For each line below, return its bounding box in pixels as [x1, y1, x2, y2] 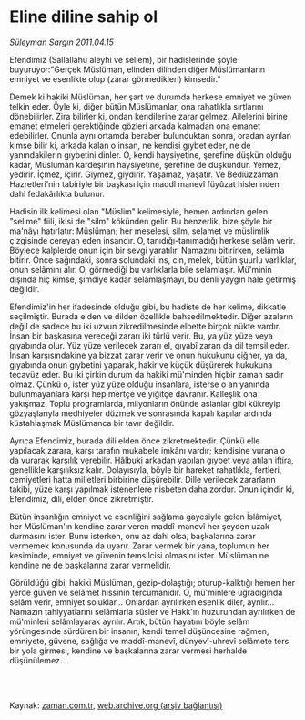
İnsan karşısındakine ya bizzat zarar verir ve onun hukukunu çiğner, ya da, [9, 350, 288, 360]
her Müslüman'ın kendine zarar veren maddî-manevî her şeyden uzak [9, 520, 270, 531]
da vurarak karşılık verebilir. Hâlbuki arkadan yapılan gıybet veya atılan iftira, [9, 454, 294, 465]
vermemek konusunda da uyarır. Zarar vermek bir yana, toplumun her [9, 540, 270, 551]
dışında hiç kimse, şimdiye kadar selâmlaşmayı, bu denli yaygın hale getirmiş [9, 274, 297, 285]
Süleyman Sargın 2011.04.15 [9, 37, 114, 47]
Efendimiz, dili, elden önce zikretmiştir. [9, 493, 154, 504]
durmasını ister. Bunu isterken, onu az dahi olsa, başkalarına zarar [9, 530, 257, 541]
